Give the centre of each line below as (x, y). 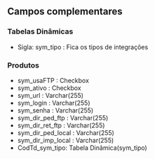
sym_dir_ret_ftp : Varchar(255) (61, 125)
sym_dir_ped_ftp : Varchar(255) (63, 117)
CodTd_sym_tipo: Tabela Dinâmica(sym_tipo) (82, 148)
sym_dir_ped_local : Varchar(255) (66, 132)
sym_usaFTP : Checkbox (53, 80)
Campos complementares (65, 12)
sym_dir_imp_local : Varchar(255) (66, 140)
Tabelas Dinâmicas (40, 32)
